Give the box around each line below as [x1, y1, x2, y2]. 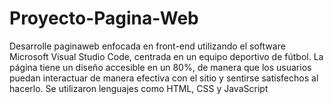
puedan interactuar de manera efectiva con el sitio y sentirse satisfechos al [9, 72, 319, 84]
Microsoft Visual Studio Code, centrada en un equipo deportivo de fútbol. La [9, 50, 324, 62]
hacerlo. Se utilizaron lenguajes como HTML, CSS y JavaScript [9, 82, 269, 94]
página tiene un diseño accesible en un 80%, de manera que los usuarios [9, 61, 312, 73]
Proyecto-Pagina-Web [9, 7, 199, 30]
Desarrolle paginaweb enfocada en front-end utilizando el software [9, 40, 286, 52]
